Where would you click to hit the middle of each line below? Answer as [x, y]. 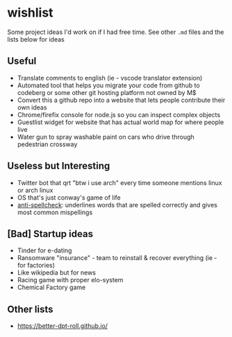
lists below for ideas [36, 39]
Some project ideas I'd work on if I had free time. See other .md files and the [116, 32]
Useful [22, 61]
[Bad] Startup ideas [50, 234]
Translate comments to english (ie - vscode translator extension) [110, 78]
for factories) [36, 266]
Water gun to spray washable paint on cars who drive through [106, 137]
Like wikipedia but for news [56, 273]
